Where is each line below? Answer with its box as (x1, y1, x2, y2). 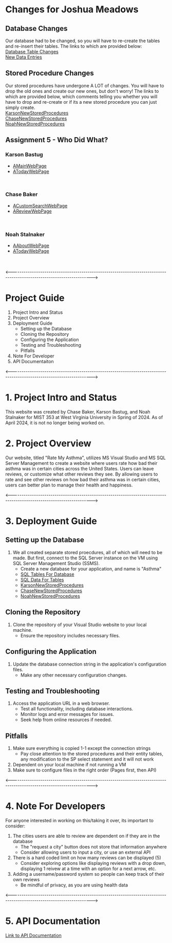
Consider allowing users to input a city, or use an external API (20, 849, 151, 856)
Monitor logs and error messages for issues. (20, 711, 114, 718)
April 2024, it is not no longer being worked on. (5, 420, 105, 426)
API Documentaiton (12, 359, 54, 365)
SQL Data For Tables (20, 576, 64, 582)
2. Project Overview (5, 438, 91, 449)
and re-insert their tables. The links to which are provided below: (5, 43, 142, 49)
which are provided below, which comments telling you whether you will (5, 93, 158, 100)
